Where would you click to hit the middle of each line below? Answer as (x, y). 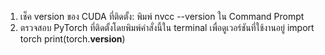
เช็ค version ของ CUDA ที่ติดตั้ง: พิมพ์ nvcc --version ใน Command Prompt (162, 16)
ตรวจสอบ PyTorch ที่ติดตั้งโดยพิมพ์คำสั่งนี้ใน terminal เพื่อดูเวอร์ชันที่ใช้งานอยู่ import (167, 27)
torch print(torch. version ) (72, 39)
